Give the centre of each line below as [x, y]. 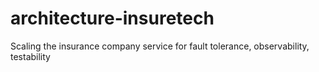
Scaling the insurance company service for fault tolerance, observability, [160, 46]
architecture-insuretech [112, 18]
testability [30, 56]
